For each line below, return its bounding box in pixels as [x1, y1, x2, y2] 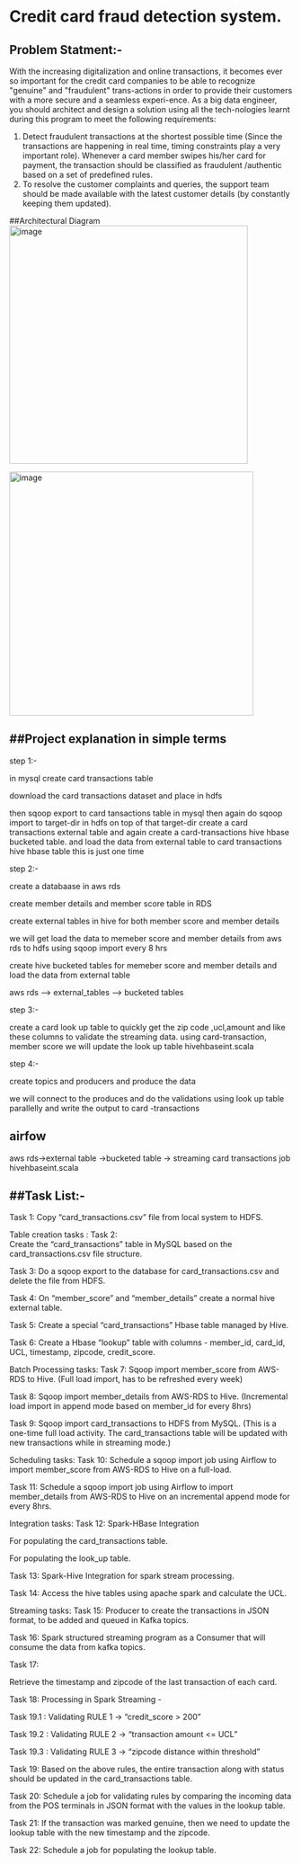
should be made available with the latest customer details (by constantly [22, 189, 290, 199]
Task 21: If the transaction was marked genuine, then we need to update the [9, 1818, 290, 1829]
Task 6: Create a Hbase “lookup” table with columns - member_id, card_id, [9, 1337, 286, 1348]
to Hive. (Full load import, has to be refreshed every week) [27, 1374, 243, 1385]
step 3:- [9, 1004, 39, 1015]
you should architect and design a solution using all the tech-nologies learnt [9, 104, 290, 114]
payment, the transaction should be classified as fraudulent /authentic [22, 160, 283, 170]
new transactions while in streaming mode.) [9, 1437, 172, 1449]
